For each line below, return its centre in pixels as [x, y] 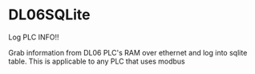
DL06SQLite [49, 15]
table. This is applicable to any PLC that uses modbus [97, 61]
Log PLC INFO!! [34, 37]
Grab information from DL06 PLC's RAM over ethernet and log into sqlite [128, 52]
